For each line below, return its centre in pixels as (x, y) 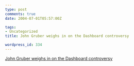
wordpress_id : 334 (24, 45)
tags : (10, 27)
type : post (16, 9)
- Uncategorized (21, 32)
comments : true (20, 14)
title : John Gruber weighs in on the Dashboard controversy (67, 36)
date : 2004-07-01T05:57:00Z (33, 18)
